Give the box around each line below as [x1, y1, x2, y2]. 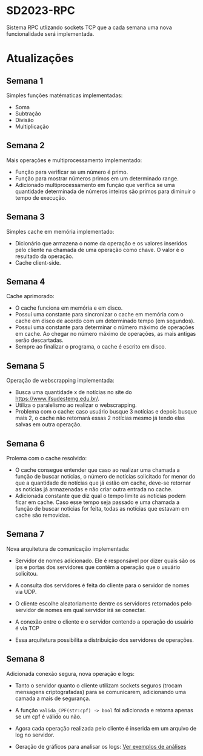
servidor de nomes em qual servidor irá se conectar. [15, 606, 146, 613]
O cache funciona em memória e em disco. [15, 304, 123, 312]
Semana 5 [6, 361, 45, 371]
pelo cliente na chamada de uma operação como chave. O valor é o [15, 246, 184, 253]
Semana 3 [6, 212, 45, 222]
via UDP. [15, 588, 37, 595]
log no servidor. [15, 731, 55, 738]
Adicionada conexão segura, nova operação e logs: [6, 670, 135, 677]
